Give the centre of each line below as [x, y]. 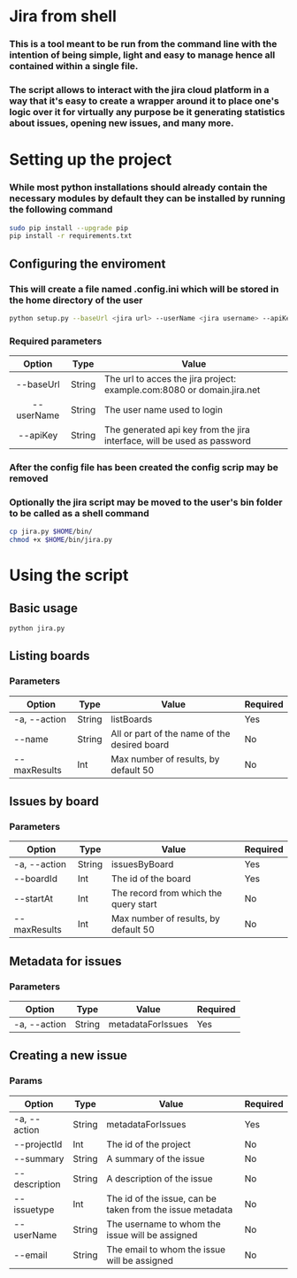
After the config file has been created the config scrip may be [144, 468]
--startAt [33, 899]
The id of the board [151, 879]
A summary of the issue [156, 1158]
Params [26, 1080]
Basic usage [43, 608]
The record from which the [167, 894]
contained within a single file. [74, 66]
